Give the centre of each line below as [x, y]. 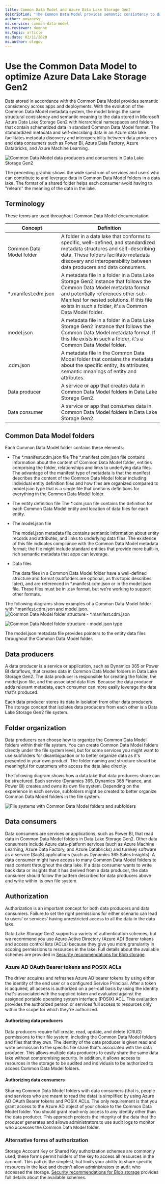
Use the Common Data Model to [71, 66]
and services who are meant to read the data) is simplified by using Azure [80, 1096]
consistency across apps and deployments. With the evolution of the [74, 106]
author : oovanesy [23, 19]
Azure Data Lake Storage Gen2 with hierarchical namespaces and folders [79, 122]
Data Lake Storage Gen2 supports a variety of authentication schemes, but [81, 933]
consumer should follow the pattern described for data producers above [78, 875]
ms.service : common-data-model [37, 23]
